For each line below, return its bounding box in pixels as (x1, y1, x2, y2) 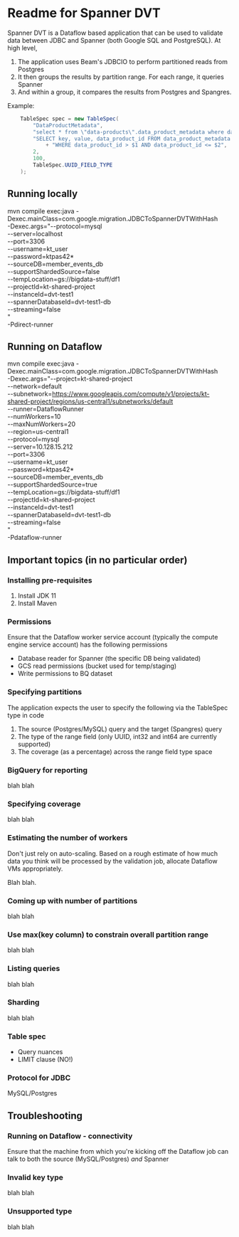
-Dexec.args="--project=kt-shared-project (7, 375, 133, 383)
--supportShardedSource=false (7, 267, 100, 275)
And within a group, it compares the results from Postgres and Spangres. (17, 87, 232, 96)
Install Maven (17, 599, 57, 607)
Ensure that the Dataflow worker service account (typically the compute (7, 633, 218, 642)
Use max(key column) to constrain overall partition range (7, 930, 208, 940)
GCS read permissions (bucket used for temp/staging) (17, 662, 177, 670)
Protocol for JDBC (7, 1073, 71, 1083)
